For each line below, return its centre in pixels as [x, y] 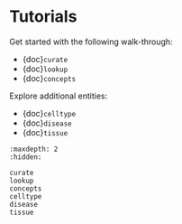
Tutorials [43, 17]
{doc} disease [47, 123]
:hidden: [26, 157]
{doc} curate [45, 59]
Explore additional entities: [59, 96]
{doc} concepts [49, 78]
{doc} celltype [49, 113]
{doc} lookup [45, 69]
